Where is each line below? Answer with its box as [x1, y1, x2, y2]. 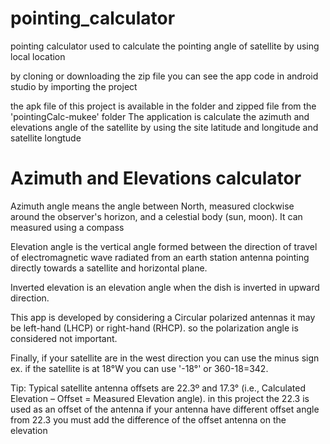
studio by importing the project [10, 80, 138, 92]
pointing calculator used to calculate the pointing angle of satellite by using [10, 40, 320, 52]
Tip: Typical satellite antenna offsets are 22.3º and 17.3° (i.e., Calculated [10, 382, 307, 394]
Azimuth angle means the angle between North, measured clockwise [10, 200, 295, 212]
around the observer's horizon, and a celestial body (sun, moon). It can [10, 210, 303, 222]
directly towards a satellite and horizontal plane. [10, 262, 208, 274]
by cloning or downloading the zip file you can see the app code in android [10, 70, 319, 82]
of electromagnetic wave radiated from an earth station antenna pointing [10, 251, 310, 263]
